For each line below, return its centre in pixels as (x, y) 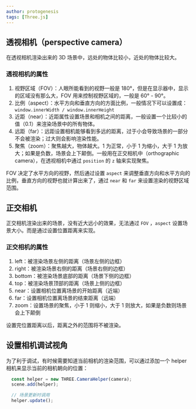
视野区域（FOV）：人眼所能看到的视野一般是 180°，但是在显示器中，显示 (102, 88)
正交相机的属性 (27, 247)
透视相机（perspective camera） (67, 42)
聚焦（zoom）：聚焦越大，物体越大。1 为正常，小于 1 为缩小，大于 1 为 (99, 146)
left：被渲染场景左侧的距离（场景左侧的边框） (70, 261)
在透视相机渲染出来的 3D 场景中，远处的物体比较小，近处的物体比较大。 (93, 58)
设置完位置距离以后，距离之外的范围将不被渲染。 (65, 325)
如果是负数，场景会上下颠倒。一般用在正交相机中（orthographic (102, 153)
